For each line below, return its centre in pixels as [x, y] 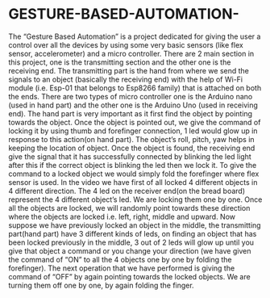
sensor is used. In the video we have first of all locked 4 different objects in [133, 182]
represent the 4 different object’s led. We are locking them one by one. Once [135, 199]
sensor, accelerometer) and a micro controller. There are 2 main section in [131, 53]
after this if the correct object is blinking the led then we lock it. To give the [133, 165]
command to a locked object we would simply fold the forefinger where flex [134, 174]
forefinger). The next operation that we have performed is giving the [122, 268]
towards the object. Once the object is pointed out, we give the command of [135, 122]
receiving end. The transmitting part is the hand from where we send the [129, 70]
